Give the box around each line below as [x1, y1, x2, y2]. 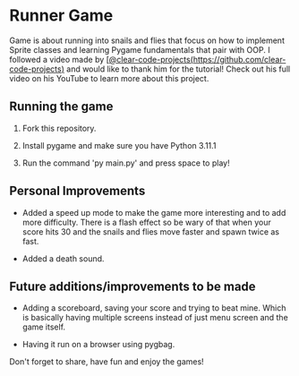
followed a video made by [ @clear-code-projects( [9, 54, 194, 64]
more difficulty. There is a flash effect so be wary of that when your [21, 217, 271, 227]
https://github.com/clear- [192, 54, 286, 64]
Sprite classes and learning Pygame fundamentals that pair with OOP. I [9, 44, 270, 55]
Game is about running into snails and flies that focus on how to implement [9, 35, 285, 46]
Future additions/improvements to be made [9, 278, 257, 294]
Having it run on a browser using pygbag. [21, 339, 175, 350]
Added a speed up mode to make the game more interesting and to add [21, 207, 286, 218]
